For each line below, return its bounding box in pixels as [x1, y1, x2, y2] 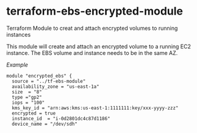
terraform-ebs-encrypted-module [6, 4, 184, 18]
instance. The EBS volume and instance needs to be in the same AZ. [6, 49, 178, 56]
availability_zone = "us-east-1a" [12, 84, 99, 90]
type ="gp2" [12, 94, 43, 100]
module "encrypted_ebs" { [6, 73, 72, 79]
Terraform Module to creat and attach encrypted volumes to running [6, 24, 178, 32]
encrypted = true [12, 110, 56, 117]
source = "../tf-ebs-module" [12, 78, 86, 84]
